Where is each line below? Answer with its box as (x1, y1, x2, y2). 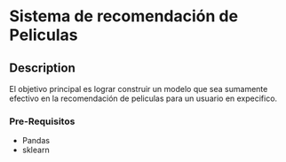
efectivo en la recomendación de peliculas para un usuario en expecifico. (9, 93, 278, 104)
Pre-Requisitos (9, 115, 75, 127)
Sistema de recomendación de (9, 6, 238, 27)
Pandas (21, 135, 51, 146)
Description (9, 60, 75, 75)
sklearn (21, 144, 51, 156)
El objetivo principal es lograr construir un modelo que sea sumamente (9, 84, 268, 94)
